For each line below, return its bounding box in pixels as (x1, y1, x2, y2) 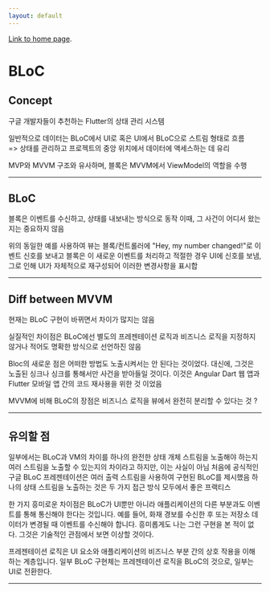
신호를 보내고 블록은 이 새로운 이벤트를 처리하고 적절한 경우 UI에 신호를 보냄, (22, 251, 262, 261)
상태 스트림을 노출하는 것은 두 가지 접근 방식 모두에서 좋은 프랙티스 (22, 483, 231, 492)
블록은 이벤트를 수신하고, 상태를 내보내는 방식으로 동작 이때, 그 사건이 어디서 (8, 214, 247, 223)
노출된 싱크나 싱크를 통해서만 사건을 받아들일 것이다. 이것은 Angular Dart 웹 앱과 (8, 369, 260, 378)
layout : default (8, 11, 63, 20)
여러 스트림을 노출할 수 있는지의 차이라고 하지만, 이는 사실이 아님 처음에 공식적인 (8, 463, 260, 472)
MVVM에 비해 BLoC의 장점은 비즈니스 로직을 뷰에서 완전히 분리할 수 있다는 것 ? (8, 396, 258, 406)
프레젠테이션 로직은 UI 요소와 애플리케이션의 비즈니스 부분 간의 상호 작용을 (8, 547, 241, 557)
